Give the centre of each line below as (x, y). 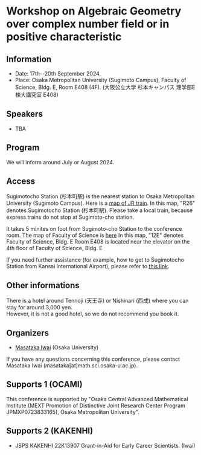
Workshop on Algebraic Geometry (94, 11)
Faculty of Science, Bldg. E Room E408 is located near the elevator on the (98, 242)
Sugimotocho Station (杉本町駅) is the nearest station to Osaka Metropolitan (101, 196)
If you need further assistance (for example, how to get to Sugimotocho (95, 260)
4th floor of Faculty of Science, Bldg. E (54, 248)
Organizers (28, 333)
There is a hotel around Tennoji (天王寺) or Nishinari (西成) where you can (97, 301)
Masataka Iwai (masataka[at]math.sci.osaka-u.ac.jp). (72, 366)
